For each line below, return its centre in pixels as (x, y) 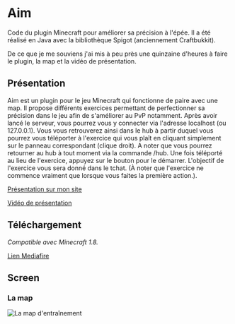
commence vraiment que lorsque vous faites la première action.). (102, 175)
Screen (24, 278)
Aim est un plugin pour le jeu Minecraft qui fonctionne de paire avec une (113, 100)
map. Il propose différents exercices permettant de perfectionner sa (106, 108)
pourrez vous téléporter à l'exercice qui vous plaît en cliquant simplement (114, 138)
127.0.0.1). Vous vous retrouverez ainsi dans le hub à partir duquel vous (110, 130)
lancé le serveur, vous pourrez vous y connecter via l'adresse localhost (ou (117, 123)
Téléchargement (44, 225)
